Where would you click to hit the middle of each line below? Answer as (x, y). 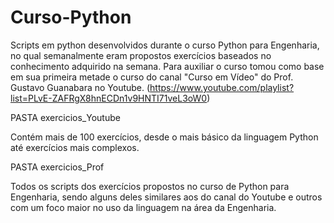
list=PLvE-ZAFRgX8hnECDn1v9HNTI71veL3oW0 (109, 98)
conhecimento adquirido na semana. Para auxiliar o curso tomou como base (167, 66)
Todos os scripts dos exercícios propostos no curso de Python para (150, 186)
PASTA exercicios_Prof (57, 167)
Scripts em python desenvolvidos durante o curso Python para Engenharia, (165, 45)
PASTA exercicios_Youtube (65, 117)
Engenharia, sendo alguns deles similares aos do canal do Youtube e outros (166, 197)
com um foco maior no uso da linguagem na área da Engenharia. (143, 207)
